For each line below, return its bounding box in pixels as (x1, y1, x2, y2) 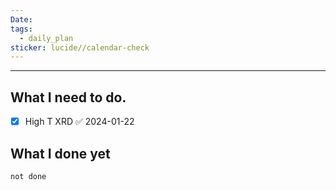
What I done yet (10, 145, 111, 162)
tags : (10, 24, 33, 34)
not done (10, 171, 47, 181)
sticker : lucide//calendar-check (10, 42, 150, 53)
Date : (10, 14, 33, 25)
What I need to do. (10, 89, 127, 106)
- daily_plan (19, 33, 74, 43)
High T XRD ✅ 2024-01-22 (24, 116, 135, 128)
